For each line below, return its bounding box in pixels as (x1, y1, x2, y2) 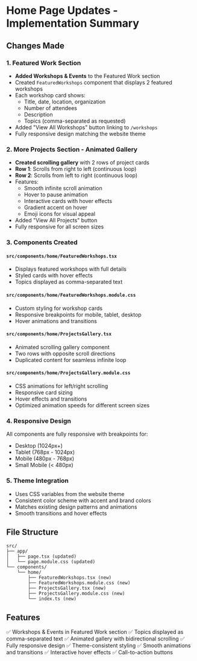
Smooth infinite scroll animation (23, 185, 102, 192)
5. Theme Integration (6, 477, 69, 485)
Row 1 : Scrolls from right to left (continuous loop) (14, 166, 137, 173)
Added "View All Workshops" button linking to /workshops (14, 123, 158, 131)
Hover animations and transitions (14, 317, 98, 324)
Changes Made (6, 40, 64, 51)
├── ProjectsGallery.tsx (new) (28, 585, 107, 592)
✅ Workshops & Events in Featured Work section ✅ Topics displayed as (6, 628, 184, 636)
